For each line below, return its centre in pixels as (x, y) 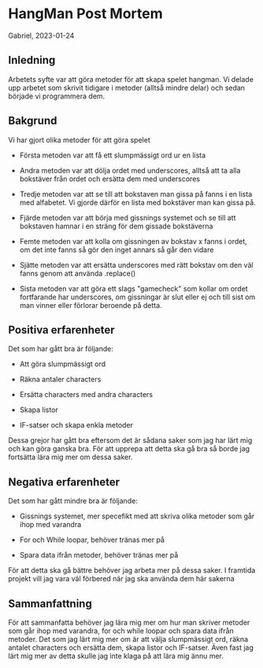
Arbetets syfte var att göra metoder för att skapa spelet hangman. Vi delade (131, 79)
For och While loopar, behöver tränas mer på (92, 540)
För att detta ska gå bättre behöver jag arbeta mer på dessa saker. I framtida (132, 570)
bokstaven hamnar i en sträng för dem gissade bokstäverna (116, 226)
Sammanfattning (50, 603)
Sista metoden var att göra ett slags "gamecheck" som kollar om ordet (133, 288)
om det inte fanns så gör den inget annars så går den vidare (117, 250)
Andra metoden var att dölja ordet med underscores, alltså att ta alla (130, 170)
